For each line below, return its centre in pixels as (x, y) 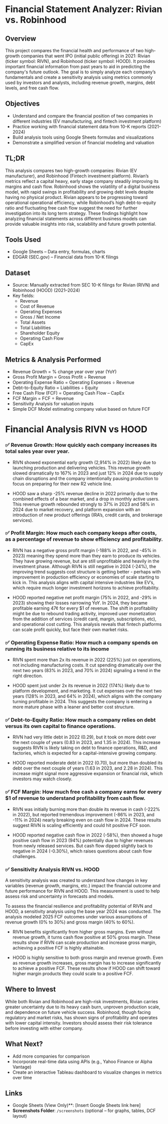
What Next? (24, 1044)
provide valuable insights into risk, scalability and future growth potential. (81, 224)
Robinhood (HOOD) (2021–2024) (46, 291)
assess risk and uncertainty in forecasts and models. (60, 896)
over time (22, 1077)
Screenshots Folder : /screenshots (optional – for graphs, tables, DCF (84, 1111)
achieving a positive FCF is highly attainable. (58, 948)
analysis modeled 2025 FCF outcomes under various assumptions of (76, 917)
